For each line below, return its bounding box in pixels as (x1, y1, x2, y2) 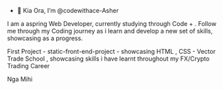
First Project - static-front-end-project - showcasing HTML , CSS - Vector (7, 48, 216, 55)
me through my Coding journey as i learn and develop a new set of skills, (7, 27, 213, 35)
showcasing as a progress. (7, 34, 84, 42)
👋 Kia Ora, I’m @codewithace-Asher (16, 7, 119, 14)
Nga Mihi (7, 75, 33, 83)
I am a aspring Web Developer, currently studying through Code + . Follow (7, 20, 217, 27)
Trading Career (7, 62, 50, 70)
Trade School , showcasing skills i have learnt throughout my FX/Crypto (7, 55, 210, 63)
